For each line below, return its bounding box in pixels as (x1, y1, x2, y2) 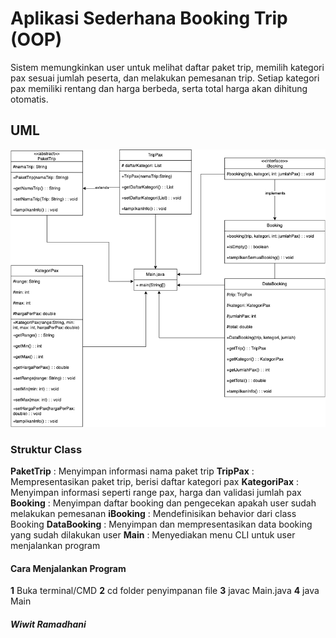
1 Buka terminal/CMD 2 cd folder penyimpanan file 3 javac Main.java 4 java (10, 585, 320, 597)
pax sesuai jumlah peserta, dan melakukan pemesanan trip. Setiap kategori (10, 72, 320, 84)
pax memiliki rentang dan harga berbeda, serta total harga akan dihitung (10, 82, 308, 94)
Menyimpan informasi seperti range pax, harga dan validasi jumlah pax (10, 487, 302, 499)
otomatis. (10, 93, 49, 105)
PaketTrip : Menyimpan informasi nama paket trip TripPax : (10, 465, 255, 477)
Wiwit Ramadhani (10, 618, 87, 630)
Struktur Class (10, 442, 83, 456)
